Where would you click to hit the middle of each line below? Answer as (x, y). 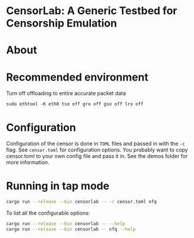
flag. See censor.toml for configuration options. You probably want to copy (97, 150)
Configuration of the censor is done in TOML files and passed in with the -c (96, 144)
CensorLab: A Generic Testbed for (92, 11)
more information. (28, 162)
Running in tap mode (58, 186)
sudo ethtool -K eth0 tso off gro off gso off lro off (75, 104)
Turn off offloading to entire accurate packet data (66, 93)
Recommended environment (77, 77)
